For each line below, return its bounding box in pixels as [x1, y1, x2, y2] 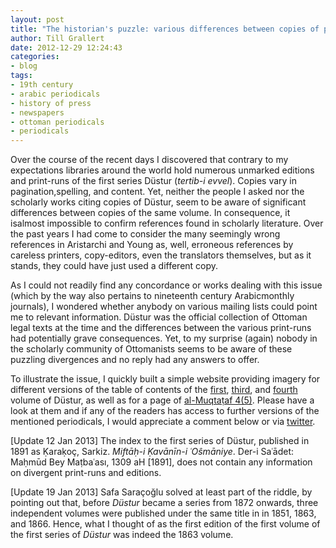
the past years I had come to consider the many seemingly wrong [10, 228, 281, 240]
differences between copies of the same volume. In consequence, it [10, 207, 291, 219]
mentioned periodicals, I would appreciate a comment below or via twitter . [10, 416, 316, 428]
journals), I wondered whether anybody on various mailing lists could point [10, 301, 318, 313]
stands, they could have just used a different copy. [10, 260, 219, 272]
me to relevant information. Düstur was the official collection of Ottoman [10, 311, 308, 323]
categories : [10, 52, 60, 62]
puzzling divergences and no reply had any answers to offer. [10, 354, 260, 366]
